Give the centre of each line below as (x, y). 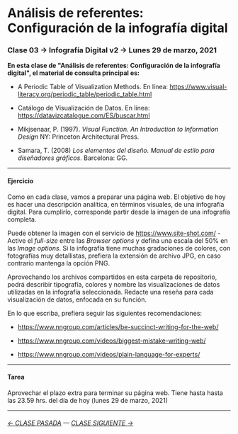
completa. (22, 219)
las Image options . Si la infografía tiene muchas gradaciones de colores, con (119, 248)
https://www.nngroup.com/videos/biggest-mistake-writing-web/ (112, 341)
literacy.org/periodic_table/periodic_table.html (85, 94)
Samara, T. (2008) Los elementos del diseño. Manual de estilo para (116, 151)
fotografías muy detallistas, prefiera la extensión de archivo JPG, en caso (114, 256)
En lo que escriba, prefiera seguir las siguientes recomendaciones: (105, 313)
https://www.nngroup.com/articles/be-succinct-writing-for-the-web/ (118, 326)
